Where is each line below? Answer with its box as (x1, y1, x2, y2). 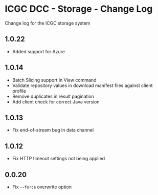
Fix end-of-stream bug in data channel (12, 127, 94, 133)
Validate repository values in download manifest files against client (12, 82, 153, 89)
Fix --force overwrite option (12, 184, 72, 190)
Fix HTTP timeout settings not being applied (12, 156, 105, 162)
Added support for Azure (12, 48, 65, 54)
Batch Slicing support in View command (12, 77, 97, 83)
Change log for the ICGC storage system (5, 20, 91, 26)
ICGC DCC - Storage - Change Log (5, 3, 153, 15)
